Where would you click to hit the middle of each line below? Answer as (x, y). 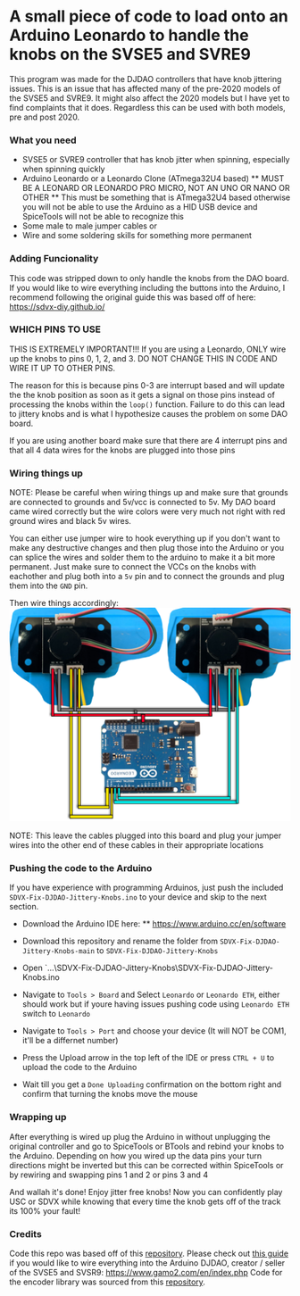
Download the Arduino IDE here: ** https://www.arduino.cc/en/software (154, 924)
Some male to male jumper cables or (90, 226)
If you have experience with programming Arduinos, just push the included (146, 888)
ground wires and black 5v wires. (71, 521)
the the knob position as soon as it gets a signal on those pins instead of (142, 395)
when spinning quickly (63, 169)
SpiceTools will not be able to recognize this (103, 217)
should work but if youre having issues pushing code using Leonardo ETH (156, 1004)
